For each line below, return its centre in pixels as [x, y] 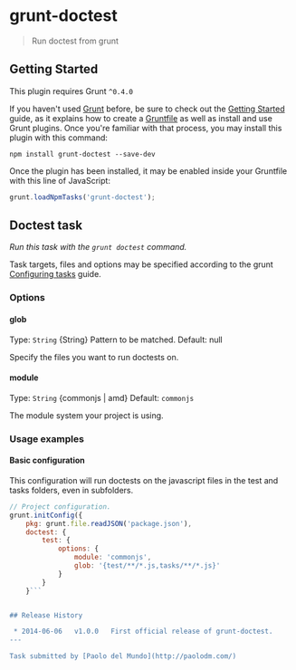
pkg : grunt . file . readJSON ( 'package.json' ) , [109, 523]
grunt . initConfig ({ [46, 515]
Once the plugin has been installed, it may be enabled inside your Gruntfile [148, 171]
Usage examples [47, 438]
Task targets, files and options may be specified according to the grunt [141, 264]
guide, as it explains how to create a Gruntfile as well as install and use [141, 118]
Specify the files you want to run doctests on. [94, 357]
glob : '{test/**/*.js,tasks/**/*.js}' [147, 566]
